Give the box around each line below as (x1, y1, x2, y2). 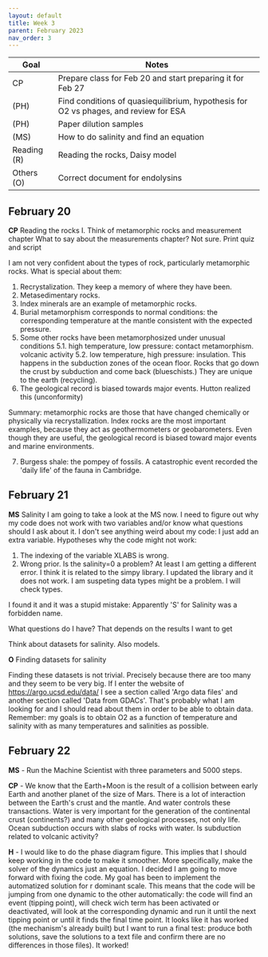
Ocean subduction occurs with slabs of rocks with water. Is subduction (8, 823, 242, 833)
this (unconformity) (19, 392, 84, 402)
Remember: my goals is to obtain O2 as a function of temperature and (8, 712, 238, 722)
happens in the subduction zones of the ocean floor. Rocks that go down (19, 358, 259, 368)
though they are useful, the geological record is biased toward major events (8, 433, 257, 443)
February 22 (8, 744, 71, 758)
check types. (19, 584, 63, 594)
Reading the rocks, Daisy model (57, 149, 177, 160)
